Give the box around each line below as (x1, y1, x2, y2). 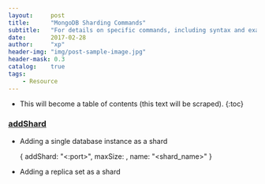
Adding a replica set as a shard (19, 167, 121, 176)
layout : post (8, 11, 65, 20)
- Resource (22, 77, 58, 85)
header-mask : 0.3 (8, 56, 65, 64)
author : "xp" (8, 41, 65, 49)
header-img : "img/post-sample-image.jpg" (8, 48, 147, 56)
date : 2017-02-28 (8, 33, 87, 42)
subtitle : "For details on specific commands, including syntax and (8, 26, 245, 34)
